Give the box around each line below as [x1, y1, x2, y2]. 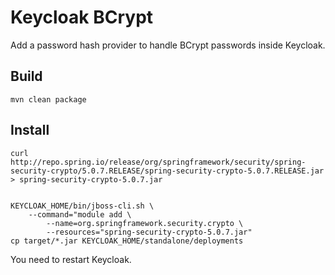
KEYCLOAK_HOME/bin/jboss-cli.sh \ [10, 201, 155, 211]
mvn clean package [10, 94, 87, 105]
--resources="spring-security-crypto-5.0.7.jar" [46, 227, 253, 237]
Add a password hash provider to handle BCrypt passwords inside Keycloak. [10, 39, 326, 51]
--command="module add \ [28, 209, 132, 220]
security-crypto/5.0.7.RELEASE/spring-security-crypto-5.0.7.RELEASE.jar [10, 166, 325, 176]
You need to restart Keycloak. [10, 253, 132, 265]
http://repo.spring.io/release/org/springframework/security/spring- [10, 157, 307, 167]
